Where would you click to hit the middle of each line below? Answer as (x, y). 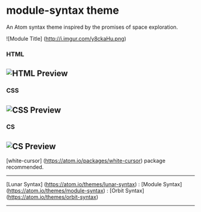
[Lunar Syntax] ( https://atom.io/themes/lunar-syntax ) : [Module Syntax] (94, 184)
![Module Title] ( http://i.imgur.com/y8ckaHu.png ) (66, 38)
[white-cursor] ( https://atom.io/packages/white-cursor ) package (86, 161)
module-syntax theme (63, 10)
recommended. (25, 167)
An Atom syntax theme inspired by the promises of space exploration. (92, 27)
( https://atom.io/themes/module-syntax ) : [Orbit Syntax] (75, 191)
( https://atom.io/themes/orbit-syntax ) (52, 197)
